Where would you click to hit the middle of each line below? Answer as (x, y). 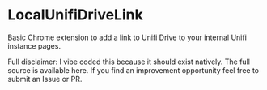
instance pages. (34, 45)
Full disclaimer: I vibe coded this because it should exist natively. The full (129, 62)
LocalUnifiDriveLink (75, 15)
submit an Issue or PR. (45, 79)
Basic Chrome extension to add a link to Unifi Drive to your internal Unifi (127, 37)
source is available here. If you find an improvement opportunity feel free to (133, 70)
